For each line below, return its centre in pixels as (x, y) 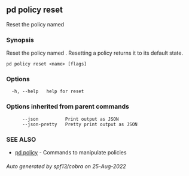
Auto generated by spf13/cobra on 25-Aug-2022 (66, 166)
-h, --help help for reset (48, 92)
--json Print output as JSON (70, 119)
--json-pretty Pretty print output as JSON (80, 124)
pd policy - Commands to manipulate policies (71, 152)
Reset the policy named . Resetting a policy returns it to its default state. (95, 53)
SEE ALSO (21, 139)
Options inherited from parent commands (68, 106)
